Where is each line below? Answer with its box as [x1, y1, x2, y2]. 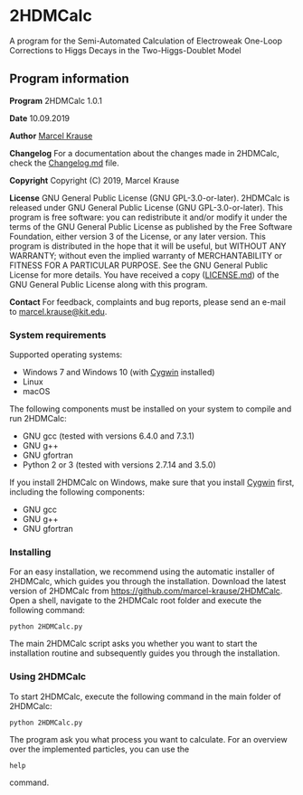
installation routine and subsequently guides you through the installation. [9, 648, 280, 658]
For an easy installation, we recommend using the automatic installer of [9, 566, 276, 577]
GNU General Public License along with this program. [9, 279, 208, 289]
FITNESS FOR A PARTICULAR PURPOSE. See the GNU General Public [9, 260, 269, 270]
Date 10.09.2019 [9, 112, 71, 123]
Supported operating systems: [9, 349, 123, 360]
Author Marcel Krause [9, 130, 93, 141]
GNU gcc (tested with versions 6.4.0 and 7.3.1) [22, 431, 195, 441]
